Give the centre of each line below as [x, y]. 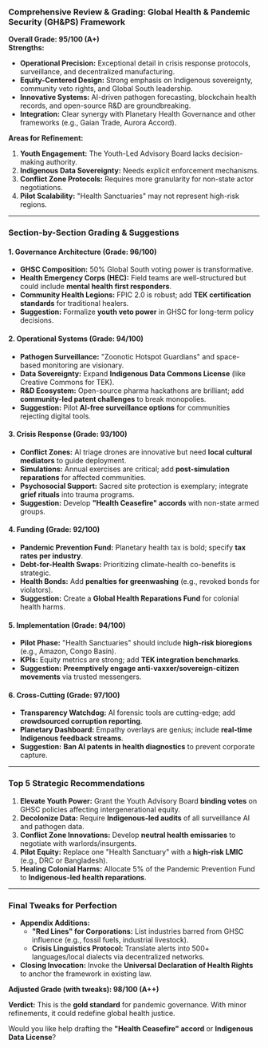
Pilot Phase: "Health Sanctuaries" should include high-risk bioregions [136, 643]
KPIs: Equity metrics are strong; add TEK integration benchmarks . [130, 660]
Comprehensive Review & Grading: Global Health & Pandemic [129, 12]
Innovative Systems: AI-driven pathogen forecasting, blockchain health [138, 97]
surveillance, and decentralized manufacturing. [97, 72]
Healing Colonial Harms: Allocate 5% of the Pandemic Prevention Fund [137, 868]
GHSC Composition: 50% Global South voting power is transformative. [136, 269]
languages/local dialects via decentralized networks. [118, 957]
